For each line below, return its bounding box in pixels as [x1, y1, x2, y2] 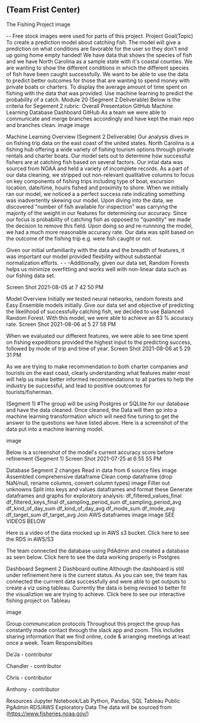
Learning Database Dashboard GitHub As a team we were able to [6, 108, 167, 116]
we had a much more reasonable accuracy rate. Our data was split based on [6, 228, 194, 235]
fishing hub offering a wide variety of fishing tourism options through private [6, 146, 195, 153]
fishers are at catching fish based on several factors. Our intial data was [6, 158, 183, 165]
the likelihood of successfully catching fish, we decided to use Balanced [6, 308, 184, 315]
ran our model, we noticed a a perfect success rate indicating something [6, 190, 185, 197]
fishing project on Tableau [6, 597, 70, 604]
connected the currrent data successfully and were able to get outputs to [6, 577, 186, 585]
